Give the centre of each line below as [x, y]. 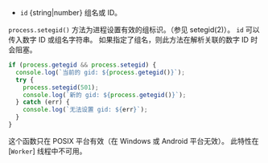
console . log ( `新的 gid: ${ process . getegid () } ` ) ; [105, 95]
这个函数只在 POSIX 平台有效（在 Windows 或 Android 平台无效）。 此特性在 [134, 141]
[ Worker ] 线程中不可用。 [47, 151]
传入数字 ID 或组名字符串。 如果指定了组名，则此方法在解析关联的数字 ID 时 [133, 40]
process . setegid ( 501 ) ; [61, 88]
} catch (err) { [43, 102]
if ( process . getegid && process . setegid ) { [82, 65]
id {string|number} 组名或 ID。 [71, 12]
